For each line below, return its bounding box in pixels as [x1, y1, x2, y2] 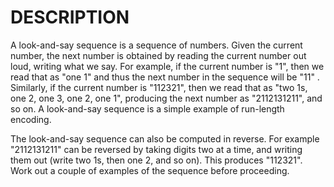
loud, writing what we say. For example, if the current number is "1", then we [10, 60, 325, 72]
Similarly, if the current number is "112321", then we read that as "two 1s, [10, 81, 308, 93]
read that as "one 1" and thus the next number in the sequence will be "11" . [10, 71, 320, 83]
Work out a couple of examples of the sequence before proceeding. [10, 164, 290, 176]
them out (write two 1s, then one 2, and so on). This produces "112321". [10, 154, 303, 166]
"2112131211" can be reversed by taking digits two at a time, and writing [10, 143, 303, 155]
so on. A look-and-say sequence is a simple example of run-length [10, 102, 285, 115]
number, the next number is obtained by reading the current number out [10, 49, 307, 61]
